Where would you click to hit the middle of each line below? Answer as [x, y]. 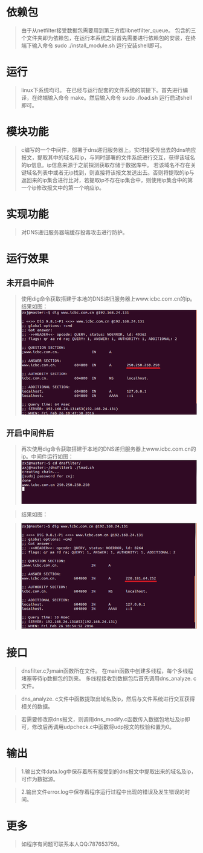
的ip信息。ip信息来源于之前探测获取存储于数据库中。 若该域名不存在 [106, 165]
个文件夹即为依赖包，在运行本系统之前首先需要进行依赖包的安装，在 [106, 38]
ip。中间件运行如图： [47, 456]
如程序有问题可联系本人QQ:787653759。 [72, 844]
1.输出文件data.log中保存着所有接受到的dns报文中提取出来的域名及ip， [109, 771]
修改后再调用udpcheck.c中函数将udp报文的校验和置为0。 [103, 727]
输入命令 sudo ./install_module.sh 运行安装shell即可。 [98, 45]
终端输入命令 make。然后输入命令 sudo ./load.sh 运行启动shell [114, 97]
